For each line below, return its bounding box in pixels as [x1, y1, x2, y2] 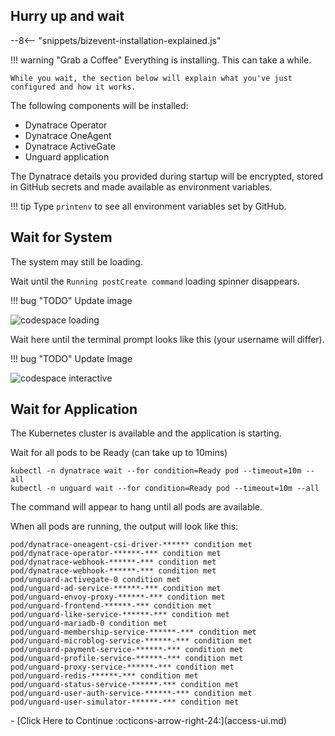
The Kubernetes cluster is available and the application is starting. [10, 427, 282, 439]
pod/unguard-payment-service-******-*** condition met [10, 645, 244, 655]
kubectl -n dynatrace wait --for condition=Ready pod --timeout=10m [10, 466, 302, 476]
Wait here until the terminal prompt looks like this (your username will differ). [10, 333, 325, 345]
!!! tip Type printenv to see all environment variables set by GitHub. [10, 200, 287, 212]
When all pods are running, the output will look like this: [10, 520, 239, 533]
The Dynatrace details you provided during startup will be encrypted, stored [10, 170, 324, 182]
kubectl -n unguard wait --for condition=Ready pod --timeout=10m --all [10, 484, 320, 494]
